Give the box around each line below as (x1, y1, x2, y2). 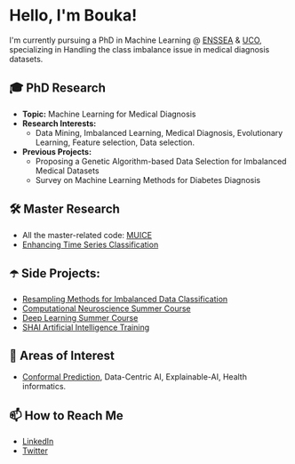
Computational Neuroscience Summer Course (21, 303, 191, 314)
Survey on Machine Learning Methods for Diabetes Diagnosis (35, 174, 260, 185)
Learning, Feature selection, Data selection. (35, 137, 195, 148)
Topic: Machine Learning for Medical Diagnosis (21, 108, 196, 119)
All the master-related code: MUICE (21, 229, 153, 240)
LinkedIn (21, 436, 54, 446)
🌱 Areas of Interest (9, 348, 116, 363)
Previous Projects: (21, 146, 92, 156)
